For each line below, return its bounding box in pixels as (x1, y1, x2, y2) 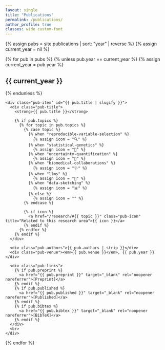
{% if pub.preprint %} (14, 268, 63, 273)
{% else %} (28, 191, 52, 196)
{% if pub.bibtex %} (14, 304, 58, 309)
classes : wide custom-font (5, 27, 63, 32)
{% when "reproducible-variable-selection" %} (28, 132, 130, 137)
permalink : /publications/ (5, 17, 63, 22)
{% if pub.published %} (14, 286, 66, 291)
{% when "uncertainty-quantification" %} (28, 151, 118, 157)
